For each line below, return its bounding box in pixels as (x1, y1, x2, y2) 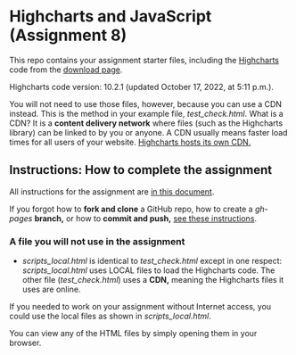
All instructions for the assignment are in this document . (9, 186, 215, 197)
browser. (9, 337, 42, 349)
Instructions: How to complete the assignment (9, 162, 273, 177)
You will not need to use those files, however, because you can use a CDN (9, 98, 283, 109)
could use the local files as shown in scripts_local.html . (9, 310, 211, 322)
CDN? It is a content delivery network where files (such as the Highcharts (9, 118, 284, 128)
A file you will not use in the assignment (9, 235, 185, 247)
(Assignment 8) (9, 25, 127, 45)
